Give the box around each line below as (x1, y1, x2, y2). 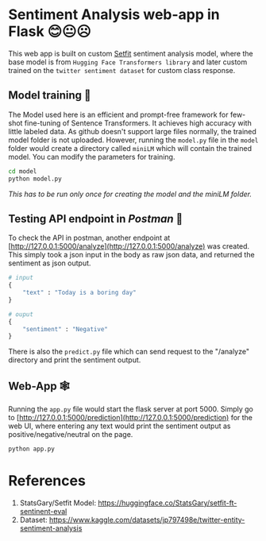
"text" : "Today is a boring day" (22, 288, 137, 297)
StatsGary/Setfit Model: (19, 498, 97, 508)
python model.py (8, 175, 62, 183)
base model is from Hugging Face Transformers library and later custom (8, 57, 248, 67)
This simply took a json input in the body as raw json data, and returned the (8, 250, 256, 260)
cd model (8, 167, 37, 176)
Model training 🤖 (8, 89, 91, 102)
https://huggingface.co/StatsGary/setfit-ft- (98, 498, 237, 508)
